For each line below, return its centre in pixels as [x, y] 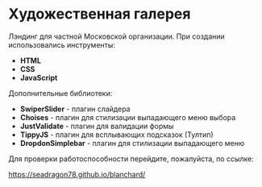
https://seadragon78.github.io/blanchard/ [77, 174]
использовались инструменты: [62, 44]
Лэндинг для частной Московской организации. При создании [117, 36]
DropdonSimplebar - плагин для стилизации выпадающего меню [132, 143]
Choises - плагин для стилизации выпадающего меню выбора [128, 117]
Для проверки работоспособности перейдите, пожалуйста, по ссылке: [131, 159]
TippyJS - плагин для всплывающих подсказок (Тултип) [116, 135]
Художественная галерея [100, 14]
